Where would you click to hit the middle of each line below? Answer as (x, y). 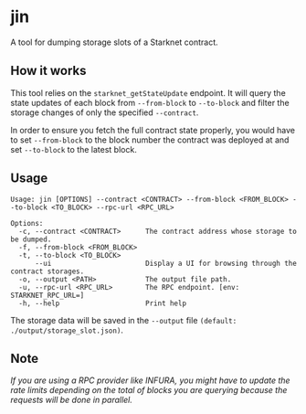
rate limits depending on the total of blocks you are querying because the (149, 390)
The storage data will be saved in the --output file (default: (124, 320)
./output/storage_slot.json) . (67, 330)
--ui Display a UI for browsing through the (166, 263)
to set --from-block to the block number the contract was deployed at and (150, 140)
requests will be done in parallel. (72, 400)
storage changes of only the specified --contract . (105, 112)
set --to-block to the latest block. (74, 149)
